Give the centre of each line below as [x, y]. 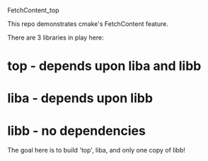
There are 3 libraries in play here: [56, 37]
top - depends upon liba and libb [104, 66]
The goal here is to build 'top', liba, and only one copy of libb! [96, 150]
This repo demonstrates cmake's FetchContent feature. [88, 24]
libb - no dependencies [77, 131]
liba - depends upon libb [80, 99]
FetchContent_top [33, 10]
